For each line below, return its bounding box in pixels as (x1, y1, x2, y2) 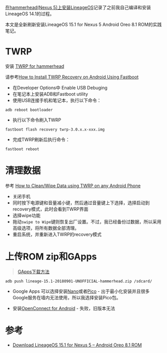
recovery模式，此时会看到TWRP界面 (12, 206, 89, 212)
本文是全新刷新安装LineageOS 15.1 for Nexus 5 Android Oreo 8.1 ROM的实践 (5, 22, 162, 27)
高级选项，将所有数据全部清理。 (12, 225, 79, 231)
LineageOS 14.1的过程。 (5, 11, 54, 17)
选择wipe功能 (12, 212, 41, 218)
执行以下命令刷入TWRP (12, 117, 62, 123)
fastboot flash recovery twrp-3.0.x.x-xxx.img (5, 127, 105, 132)
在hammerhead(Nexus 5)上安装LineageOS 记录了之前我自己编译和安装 (5, 5, 151, 10)
